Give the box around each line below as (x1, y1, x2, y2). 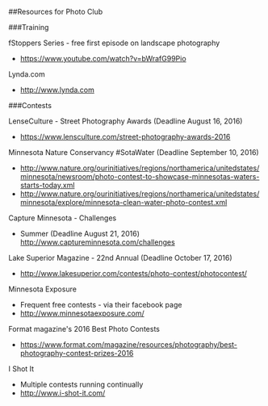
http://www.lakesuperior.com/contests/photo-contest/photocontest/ (19, 269, 248, 278)
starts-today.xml (19, 181, 75, 190)
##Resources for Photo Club (8, 7, 103, 16)
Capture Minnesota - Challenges (8, 213, 117, 223)
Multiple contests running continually (19, 379, 144, 389)
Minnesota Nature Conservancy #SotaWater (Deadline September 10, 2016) (8, 148, 260, 157)
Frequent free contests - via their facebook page (19, 300, 182, 309)
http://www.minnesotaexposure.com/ (19, 308, 145, 318)
